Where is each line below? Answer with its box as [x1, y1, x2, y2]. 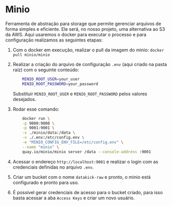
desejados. [12, 96, 36, 102]
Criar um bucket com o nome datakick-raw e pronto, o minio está [12, 174, 151, 180]
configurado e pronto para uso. [12, 179, 79, 186]
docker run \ [22, 116, 50, 121]
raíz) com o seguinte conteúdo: [12, 67, 80, 73]
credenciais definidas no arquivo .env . [12, 164, 94, 170]
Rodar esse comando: [12, 106, 60, 112]
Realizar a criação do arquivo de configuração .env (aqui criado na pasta [12, 61, 167, 67]
